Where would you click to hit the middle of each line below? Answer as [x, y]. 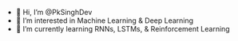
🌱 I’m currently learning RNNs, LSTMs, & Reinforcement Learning [123, 29]
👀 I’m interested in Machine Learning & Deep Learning [105, 20]
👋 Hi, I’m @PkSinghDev [54, 12]
